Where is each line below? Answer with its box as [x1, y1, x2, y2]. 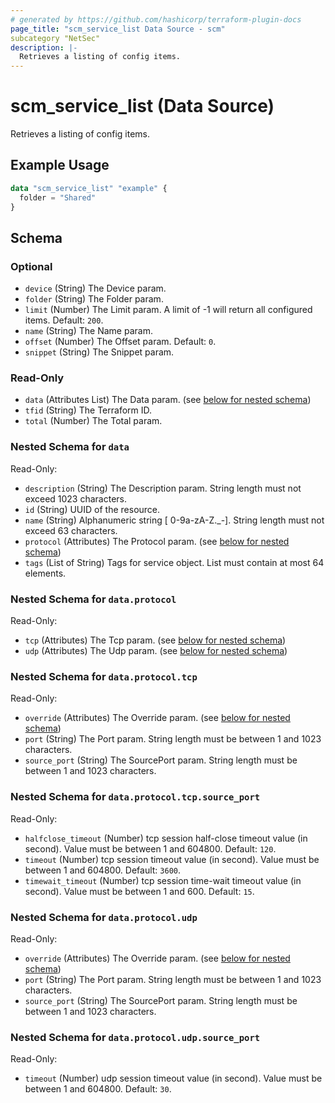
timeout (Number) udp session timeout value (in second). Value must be [24, 1072, 323, 1085]
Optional [10, 259, 53, 273]
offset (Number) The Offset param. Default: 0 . [24, 336, 217, 348]
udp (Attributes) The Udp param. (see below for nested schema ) [24, 645, 288, 657]
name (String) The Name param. [24, 325, 153, 337]
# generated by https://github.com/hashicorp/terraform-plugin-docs [10, 14, 302, 25]
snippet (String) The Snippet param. [24, 346, 175, 358]
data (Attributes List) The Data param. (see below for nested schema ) [24, 394, 312, 406]
